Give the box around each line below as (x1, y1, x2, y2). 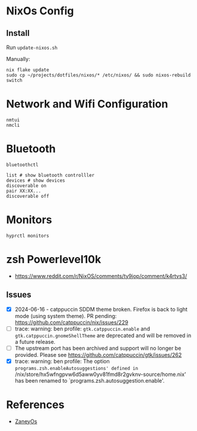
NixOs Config (6, 4, 75, 18)
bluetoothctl (6, 161, 39, 168)
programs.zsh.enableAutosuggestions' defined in (14, 365, 138, 371)
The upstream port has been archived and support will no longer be (14, 344, 181, 351)
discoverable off (6, 193, 50, 199)
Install (6, 28, 30, 38)
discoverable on (6, 182, 47, 189)
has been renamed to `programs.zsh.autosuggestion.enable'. (14, 377, 165, 384)
